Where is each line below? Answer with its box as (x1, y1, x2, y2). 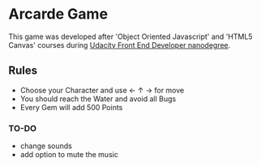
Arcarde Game (8, 5, 108, 23)
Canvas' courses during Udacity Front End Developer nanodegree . (8, 40, 231, 49)
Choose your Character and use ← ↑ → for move (19, 85, 185, 95)
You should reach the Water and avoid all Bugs (19, 94, 177, 104)
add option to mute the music (19, 150, 119, 160)
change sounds (19, 141, 73, 151)
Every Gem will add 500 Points (19, 102, 123, 112)
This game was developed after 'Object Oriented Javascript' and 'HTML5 (8, 32, 253, 41)
